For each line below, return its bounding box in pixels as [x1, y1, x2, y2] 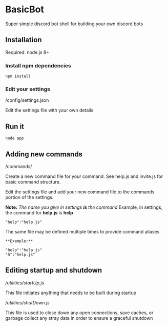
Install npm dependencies [5, 62, 72, 69]
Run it [5, 122, 25, 131]
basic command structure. [5, 178, 61, 185]
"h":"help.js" [5, 252, 36, 257]
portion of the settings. [5, 194, 54, 200]
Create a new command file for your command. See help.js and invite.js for [5, 173, 163, 179]
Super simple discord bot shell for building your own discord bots [5, 21, 143, 27]
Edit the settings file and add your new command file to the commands [5, 189, 155, 195]
